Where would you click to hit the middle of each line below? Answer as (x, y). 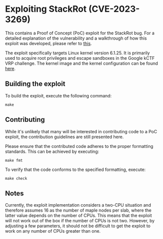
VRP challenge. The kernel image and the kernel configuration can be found (81, 63)
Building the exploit (35, 84)
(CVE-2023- (114, 9)
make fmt (14, 160)
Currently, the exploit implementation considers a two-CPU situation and (78, 205)
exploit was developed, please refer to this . (48, 43)
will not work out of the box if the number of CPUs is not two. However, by (80, 221)
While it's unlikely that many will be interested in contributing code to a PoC (81, 131)
